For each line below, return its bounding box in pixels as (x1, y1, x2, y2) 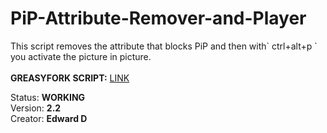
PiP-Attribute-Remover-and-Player (10, 7, 307, 30)
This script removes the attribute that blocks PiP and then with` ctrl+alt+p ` (10, 40, 318, 52)
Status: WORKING (10, 91, 86, 103)
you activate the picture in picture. (10, 50, 152, 62)
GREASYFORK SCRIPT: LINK (10, 72, 130, 84)
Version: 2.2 (10, 102, 62, 114)
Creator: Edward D (10, 112, 88, 124)
